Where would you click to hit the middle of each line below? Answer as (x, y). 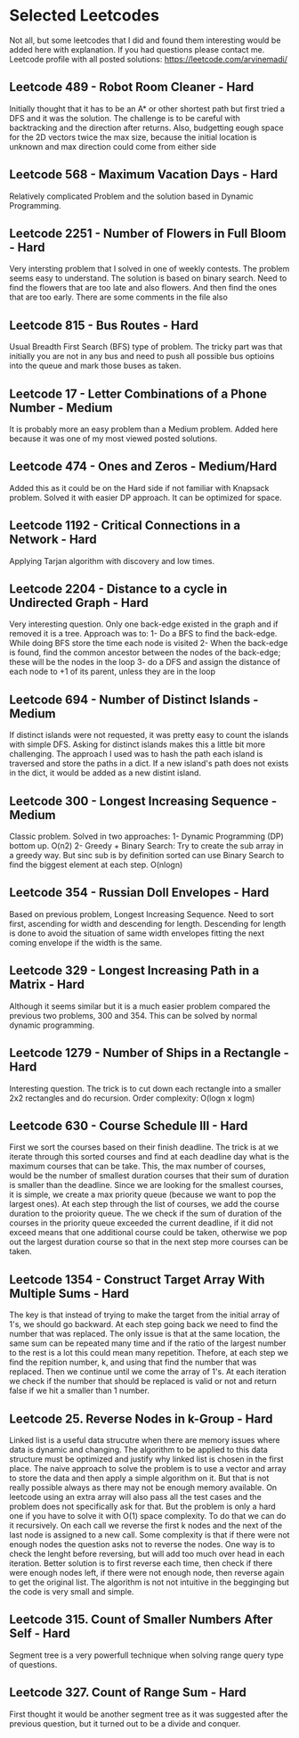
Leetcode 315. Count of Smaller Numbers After (141, 1620)
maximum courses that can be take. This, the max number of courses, (137, 1166)
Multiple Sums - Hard (69, 1293)
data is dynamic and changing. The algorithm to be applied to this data (139, 1449)
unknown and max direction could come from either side (113, 146)
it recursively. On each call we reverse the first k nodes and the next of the (146, 1525)
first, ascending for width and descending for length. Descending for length (148, 923)
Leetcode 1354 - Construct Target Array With (137, 1279)
